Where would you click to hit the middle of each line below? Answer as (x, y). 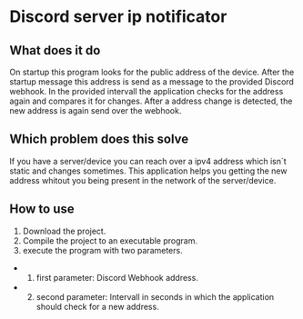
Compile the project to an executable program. (110, 240)
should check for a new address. (97, 306)
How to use (42, 209)
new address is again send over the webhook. (96, 110)
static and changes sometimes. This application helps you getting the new (148, 171)
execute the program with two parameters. (103, 250)
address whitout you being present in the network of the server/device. (143, 180)
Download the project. (64, 231)
